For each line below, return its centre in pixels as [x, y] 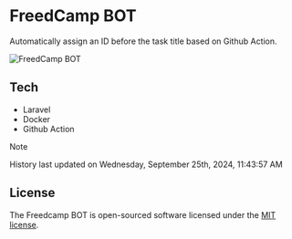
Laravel [36, 109]
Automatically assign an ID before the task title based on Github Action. [143, 41]
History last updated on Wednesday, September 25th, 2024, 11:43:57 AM [146, 164]
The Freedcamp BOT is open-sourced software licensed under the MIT [143, 214]
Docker [36, 119]
